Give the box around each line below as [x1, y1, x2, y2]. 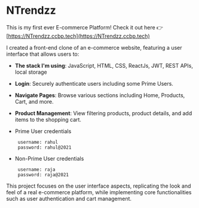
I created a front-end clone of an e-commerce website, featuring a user [6, 44, 182, 51]
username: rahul [17, 139, 59, 145]
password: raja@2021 [17, 171, 69, 177]
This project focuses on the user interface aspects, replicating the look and [6, 182, 191, 189]
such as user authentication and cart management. [6, 195, 132, 202]
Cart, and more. [14, 98, 54, 105]
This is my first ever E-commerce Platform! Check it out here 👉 [6, 23, 163, 31]
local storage [14, 68, 48, 76]
